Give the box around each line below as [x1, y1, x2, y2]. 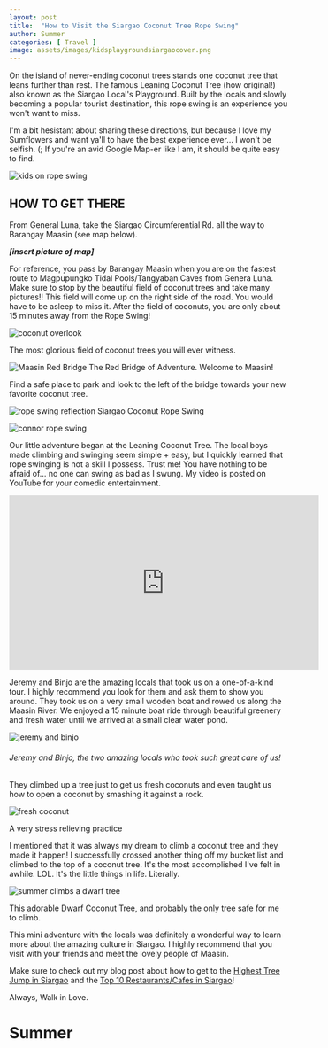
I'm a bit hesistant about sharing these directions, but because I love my [9, 125, 271, 136]
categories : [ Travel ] [9, 37, 97, 47]
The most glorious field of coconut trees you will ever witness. [9, 345, 236, 355]
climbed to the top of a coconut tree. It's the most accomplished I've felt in [9, 859, 281, 870]
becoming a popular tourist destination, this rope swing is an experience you [9, 98, 288, 109]
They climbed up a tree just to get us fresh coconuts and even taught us [9, 780, 272, 790]
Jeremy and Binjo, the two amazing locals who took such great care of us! [9, 752, 281, 763]
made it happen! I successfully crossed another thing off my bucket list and [9, 850, 284, 860]
